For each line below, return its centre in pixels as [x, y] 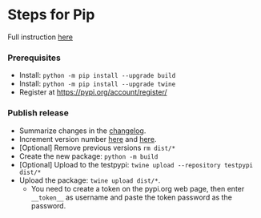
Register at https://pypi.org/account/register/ [93, 92]
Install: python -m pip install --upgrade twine [97, 84]
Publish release [38, 113]
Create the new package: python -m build [88, 156]
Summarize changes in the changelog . [82, 131]
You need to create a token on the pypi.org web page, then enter [138, 188]
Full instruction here [40, 37]
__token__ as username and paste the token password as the [132, 197]
